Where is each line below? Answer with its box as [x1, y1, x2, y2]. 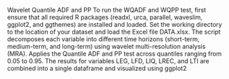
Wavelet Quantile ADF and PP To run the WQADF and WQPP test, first [7, 6, 206, 14]
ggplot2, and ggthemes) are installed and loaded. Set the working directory [7, 21, 222, 28]
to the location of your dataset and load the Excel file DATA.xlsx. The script [7, 27, 221, 36]
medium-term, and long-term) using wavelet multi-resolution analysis [7, 43, 206, 50]
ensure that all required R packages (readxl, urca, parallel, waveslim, [7, 13, 203, 21]
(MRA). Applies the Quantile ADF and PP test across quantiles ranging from [7, 49, 222, 58]
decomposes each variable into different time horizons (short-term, [7, 35, 200, 43]
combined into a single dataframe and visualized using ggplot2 [7, 65, 187, 72]
